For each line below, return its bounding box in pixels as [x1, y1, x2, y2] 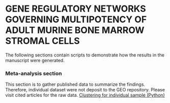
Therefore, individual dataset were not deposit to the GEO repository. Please [5, 87, 165, 93]
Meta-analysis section [5, 70, 62, 77]
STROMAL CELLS [5, 35, 80, 47]
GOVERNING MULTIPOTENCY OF [5, 14, 147, 25]
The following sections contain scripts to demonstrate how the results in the [5, 51, 164, 58]
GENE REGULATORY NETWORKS [5, 3, 146, 15]
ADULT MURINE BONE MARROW [5, 25, 145, 36]
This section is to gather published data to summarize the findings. [5, 81, 146, 87]
